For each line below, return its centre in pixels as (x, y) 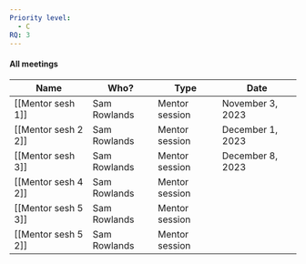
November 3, (250, 103)
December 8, (250, 156)
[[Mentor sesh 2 (49, 129)
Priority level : (40, 18)
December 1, (250, 129)
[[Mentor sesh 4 (49, 181)
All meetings (34, 64)
